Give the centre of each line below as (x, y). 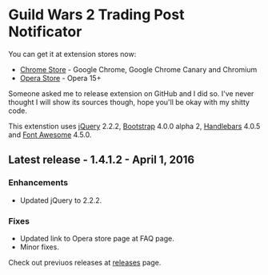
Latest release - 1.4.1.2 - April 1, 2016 (101, 160)
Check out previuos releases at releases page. (85, 262)
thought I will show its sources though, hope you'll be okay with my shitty (129, 102)
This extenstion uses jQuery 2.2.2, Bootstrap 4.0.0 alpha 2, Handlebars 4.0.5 (134, 126)
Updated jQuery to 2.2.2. (61, 200)
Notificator (45, 32)
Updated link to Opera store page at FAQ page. (97, 238)
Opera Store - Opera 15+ (60, 78)
